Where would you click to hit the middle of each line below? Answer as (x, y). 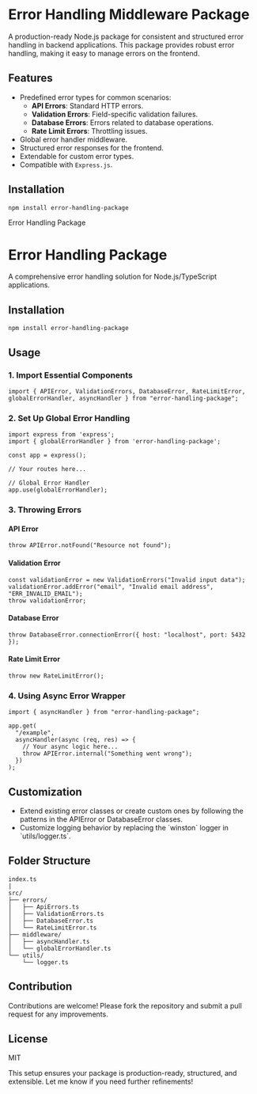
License (28, 1039)
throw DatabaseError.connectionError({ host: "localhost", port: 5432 (127, 635)
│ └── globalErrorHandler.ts (60, 948)
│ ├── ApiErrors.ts (44, 907)
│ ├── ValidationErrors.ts (56, 914)
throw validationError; (47, 600)
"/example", (35, 733)
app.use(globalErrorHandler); (58, 490)
